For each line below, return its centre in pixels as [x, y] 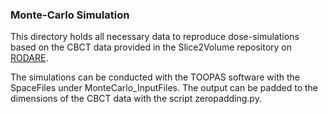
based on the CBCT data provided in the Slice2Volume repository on [151, 47]
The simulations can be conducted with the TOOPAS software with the [155, 77]
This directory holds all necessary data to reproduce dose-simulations [155, 37]
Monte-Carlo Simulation [70, 15]
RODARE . [29, 58]
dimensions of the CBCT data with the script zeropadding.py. [136, 99]
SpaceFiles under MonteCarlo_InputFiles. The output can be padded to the [164, 88]
